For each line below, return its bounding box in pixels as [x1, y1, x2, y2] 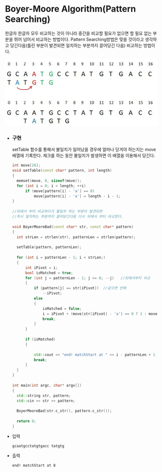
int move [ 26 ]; [12, 163, 41, 168]
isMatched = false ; [43, 306, 82, 311]
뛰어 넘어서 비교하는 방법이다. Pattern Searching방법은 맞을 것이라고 [14, 36, 144, 42]
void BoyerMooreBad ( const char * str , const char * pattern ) [12, 224, 134, 229]
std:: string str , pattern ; [16, 393, 71, 398]
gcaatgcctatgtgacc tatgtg [12, 443, 64, 448]
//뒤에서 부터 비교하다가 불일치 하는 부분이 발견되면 [12, 209, 103, 214]
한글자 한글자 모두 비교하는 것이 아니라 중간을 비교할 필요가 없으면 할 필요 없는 [5, 30, 152, 36]
